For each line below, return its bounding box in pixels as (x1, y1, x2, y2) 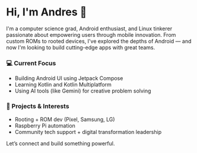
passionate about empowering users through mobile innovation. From (6, 31, 176, 38)
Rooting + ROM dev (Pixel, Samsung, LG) (14, 116, 115, 123)
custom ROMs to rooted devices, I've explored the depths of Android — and (6, 37, 192, 44)
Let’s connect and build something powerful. (6, 139, 115, 147)
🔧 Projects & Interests (6, 102, 69, 110)
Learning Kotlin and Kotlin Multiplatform (14, 81, 112, 88)
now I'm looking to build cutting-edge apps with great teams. (6, 44, 155, 51)
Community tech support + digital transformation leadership (14, 128, 162, 135)
